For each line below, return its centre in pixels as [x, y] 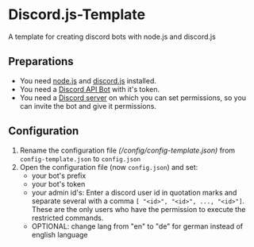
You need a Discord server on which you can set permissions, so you [133, 98]
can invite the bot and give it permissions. [88, 106]
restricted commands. [67, 218]
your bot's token [58, 183]
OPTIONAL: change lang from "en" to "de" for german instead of [137, 226]
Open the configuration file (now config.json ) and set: [109, 167]
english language [60, 234]
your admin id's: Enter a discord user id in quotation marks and [134, 192]
